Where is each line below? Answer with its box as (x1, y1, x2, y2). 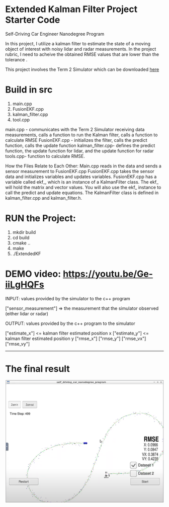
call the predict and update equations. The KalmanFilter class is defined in (5, 190, 159, 196)
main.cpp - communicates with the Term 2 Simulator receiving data (5, 126, 145, 132)
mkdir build (12, 229, 36, 235)
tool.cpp (12, 117, 30, 123)
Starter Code (5, 14, 60, 26)
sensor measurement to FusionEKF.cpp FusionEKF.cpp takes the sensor (5, 168, 154, 174)
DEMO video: (5, 268, 61, 280)
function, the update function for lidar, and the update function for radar (5, 147, 154, 154)
